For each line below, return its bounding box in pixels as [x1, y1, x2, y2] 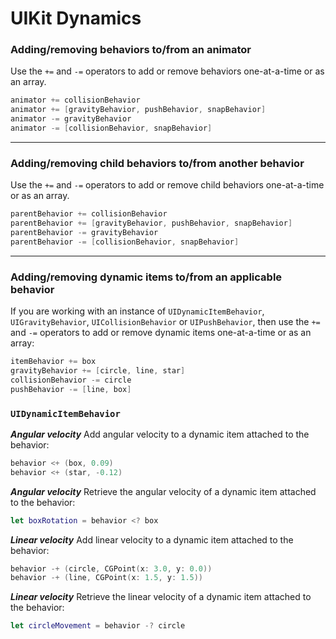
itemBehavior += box [10, 357, 97, 367]
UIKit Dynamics [10, 7, 142, 30]
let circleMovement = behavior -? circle [10, 621, 186, 631]
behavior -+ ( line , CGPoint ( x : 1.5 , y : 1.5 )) [10, 573, 204, 583]
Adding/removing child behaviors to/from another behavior [10, 156, 305, 170]
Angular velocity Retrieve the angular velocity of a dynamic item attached [10, 485, 317, 497]
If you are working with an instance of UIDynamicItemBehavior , [10, 305, 265, 317]
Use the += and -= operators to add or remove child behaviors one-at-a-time [10, 179, 325, 191]
